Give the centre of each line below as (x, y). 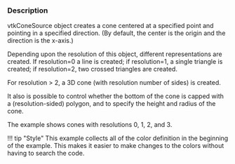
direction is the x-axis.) (40, 41)
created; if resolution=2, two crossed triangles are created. (92, 69)
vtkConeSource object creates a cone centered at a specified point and (110, 26)
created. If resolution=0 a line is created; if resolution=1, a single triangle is (115, 62)
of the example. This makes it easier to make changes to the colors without (116, 146)
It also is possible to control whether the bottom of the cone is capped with (116, 96)
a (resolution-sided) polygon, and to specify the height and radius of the (112, 104)
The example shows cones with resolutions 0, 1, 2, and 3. (90, 125)
